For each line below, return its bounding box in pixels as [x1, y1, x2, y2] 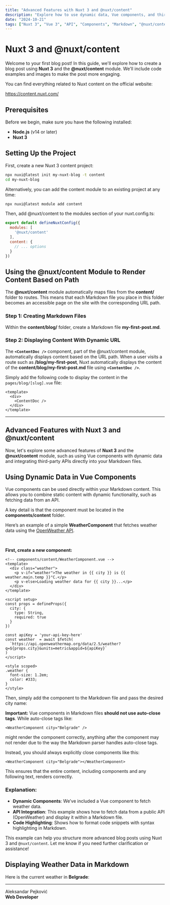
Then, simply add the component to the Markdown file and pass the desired [5, 695, 163, 701]
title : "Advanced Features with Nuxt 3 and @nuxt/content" [5, 7, 133, 13]
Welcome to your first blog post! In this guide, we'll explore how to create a [5, 60, 161, 67]
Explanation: [5, 786, 37, 793]
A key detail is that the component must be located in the [5, 507, 124, 513]
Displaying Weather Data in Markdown [5, 860, 129, 869]
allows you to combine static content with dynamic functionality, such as [5, 491, 157, 498]
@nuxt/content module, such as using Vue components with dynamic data [5, 453, 163, 459]
